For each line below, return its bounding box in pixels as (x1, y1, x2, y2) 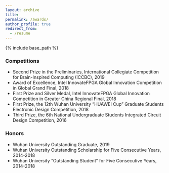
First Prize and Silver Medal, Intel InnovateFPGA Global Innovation (12, 91, 150, 97)
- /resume (10, 31, 30, 36)
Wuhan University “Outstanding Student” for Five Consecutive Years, (12, 157, 157, 163)
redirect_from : (5, 26, 37, 31)
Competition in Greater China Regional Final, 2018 (12, 96, 116, 102)
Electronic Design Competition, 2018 (12, 107, 89, 113)
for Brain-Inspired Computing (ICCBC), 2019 (12, 74, 105, 80)
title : (5, 12, 19, 17)
